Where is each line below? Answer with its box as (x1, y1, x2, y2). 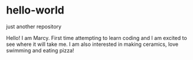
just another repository (6, 23, 62, 30)
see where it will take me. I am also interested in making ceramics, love (6, 41, 179, 48)
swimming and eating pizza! (6, 46, 74, 54)
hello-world (6, 4, 65, 17)
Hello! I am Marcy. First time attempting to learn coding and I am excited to (6, 34, 187, 41)
